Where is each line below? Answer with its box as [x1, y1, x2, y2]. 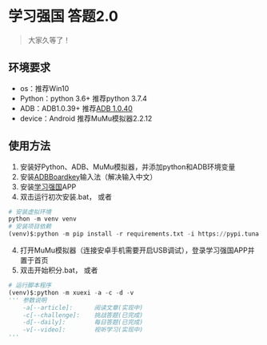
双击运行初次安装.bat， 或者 [19, 192, 112, 201]
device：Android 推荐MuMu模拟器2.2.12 [19, 113, 153, 123]
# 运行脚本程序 [8, 281, 52, 290]
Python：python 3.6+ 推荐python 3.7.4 [19, 93, 148, 103]
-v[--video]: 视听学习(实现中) [22, 326, 144, 334]
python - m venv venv [8, 215, 78, 224]
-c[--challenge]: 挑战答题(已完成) [22, 311, 144, 319]
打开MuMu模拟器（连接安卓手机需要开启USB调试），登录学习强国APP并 [19, 245, 255, 256]
